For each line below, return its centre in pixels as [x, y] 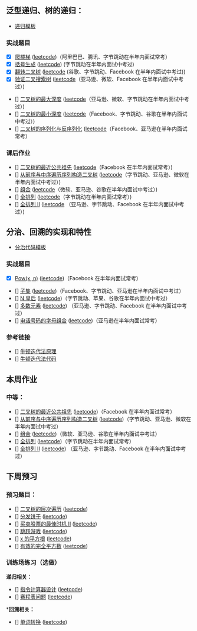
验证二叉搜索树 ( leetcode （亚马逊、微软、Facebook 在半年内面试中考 [99, 79]
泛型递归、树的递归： [45, 11]
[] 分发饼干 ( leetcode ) [41, 516]
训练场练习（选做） [33, 563]
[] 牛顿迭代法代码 [35, 359]
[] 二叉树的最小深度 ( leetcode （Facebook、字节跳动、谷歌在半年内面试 [101, 114]
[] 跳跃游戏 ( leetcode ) [41, 531]
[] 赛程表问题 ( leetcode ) [43, 597]
